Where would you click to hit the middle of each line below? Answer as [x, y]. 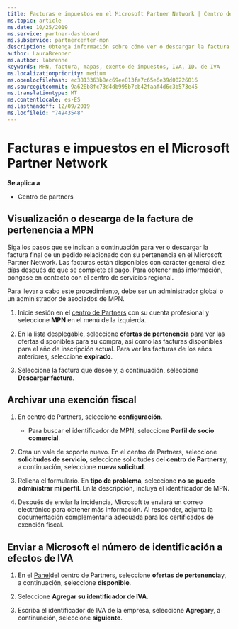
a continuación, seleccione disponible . [74, 583]
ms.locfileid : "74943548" [45, 113]
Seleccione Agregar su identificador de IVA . [83, 596]
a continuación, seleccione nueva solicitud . [81, 467]
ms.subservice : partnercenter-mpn [58, 40]
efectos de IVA [40, 558]
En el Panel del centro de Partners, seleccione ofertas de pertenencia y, [122, 575]
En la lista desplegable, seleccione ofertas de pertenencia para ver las [121, 334]
